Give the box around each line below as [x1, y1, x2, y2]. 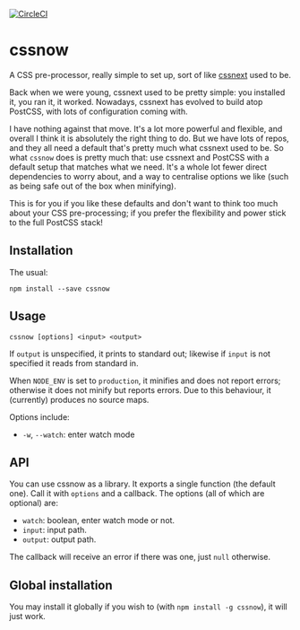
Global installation [9, 577, 114, 592]
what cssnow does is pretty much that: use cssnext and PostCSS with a [9, 152, 270, 162]
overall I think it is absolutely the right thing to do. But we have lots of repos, [9, 133, 289, 144]
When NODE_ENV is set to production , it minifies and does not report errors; [9, 375, 281, 386]
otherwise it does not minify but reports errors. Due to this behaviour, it [9, 384, 271, 395]
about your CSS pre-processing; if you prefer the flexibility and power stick [9, 207, 287, 218]
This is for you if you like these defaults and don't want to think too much [9, 197, 279, 208]
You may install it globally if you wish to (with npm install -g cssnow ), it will [9, 601, 288, 612]
